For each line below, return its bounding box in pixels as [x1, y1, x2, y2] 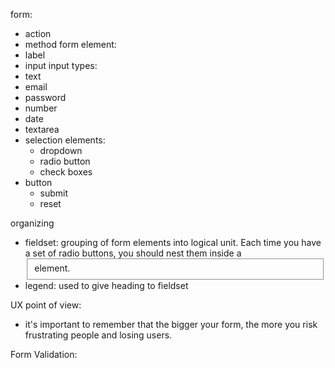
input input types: [24, 60, 98, 71]
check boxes [39, 166, 93, 178]
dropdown [39, 145, 83, 156]
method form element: [24, 39, 117, 50]
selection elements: [24, 134, 106, 146]
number [24, 102, 58, 114]
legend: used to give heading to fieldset [24, 279, 189, 291]
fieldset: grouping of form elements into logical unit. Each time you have [24, 237, 322, 248]
